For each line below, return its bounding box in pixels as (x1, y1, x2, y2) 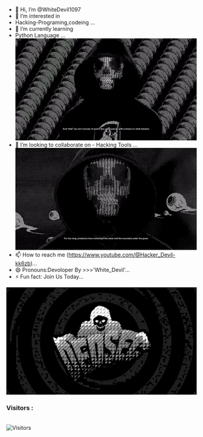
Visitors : (6, 404, 34, 412)
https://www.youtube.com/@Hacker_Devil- (68, 251, 176, 258)
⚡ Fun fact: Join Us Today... (14, 273, 84, 280)
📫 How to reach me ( (14, 251, 69, 258)
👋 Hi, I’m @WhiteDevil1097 (14, 6, 82, 13)
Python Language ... (14, 31, 65, 39)
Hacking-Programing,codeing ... (14, 19, 95, 26)
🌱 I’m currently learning (14, 25, 74, 32)
